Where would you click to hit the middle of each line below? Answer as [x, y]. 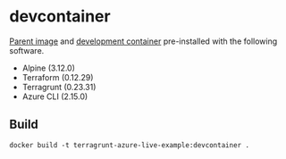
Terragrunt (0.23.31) [59, 87]
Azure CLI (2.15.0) [55, 96]
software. [27, 50]
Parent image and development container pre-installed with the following [143, 41]
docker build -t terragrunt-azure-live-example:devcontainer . [130, 145]
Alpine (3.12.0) [49, 68]
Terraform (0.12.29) [58, 77]
